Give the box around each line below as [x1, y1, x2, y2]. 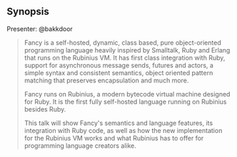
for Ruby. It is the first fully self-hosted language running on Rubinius [24, 97, 227, 106]
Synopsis [6, 6, 49, 18]
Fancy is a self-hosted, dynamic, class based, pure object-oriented [24, 38, 222, 47]
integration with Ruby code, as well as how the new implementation [24, 126, 223, 134]
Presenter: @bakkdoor [6, 24, 73, 33]
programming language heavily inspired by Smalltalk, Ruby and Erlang [24, 45, 231, 54]
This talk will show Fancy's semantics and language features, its [24, 119, 213, 127]
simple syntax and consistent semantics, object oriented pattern [24, 68, 213, 77]
